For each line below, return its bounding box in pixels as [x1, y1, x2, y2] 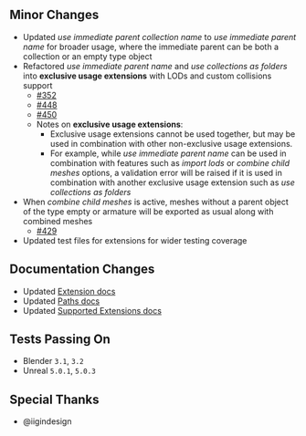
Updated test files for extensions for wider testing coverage [22, 234, 248, 245]
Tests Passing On [9, 332, 111, 348]
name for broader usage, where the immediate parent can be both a [22, 41, 280, 52]
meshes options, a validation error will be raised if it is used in [49, 167, 283, 178]
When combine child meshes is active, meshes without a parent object [22, 196, 290, 207]
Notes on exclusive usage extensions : [36, 119, 184, 130]
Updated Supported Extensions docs [22, 305, 163, 316]
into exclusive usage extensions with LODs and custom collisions [22, 70, 272, 81]
